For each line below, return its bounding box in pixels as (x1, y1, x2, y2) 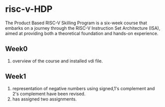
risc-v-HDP (5, 3, 53, 15)
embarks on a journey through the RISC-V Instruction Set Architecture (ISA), (5, 25, 161, 31)
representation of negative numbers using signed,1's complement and (12, 85, 155, 91)
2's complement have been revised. (12, 91, 86, 97)
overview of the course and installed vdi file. (12, 58, 103, 64)
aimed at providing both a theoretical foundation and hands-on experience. (5, 30, 159, 36)
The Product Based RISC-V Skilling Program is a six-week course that (5, 20, 147, 26)
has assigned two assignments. (12, 96, 77, 102)
